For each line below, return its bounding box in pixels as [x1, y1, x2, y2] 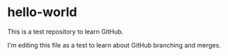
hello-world [7, 4, 78, 20]
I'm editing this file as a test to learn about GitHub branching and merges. [7, 41, 222, 49]
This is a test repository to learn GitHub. [7, 27, 124, 36]
